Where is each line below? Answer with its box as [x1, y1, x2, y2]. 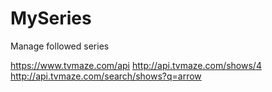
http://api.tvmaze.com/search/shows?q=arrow [10, 70, 202, 82]
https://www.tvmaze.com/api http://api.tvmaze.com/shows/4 [10, 59, 262, 71]
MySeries [10, 7, 92, 30]
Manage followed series [10, 40, 110, 52]
